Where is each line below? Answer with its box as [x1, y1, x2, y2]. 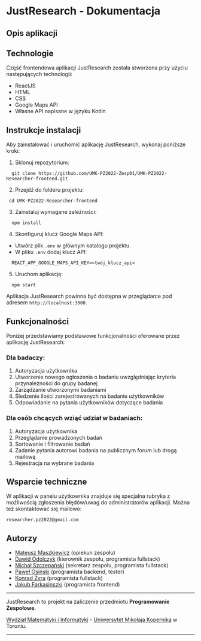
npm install [11, 220, 42, 226]
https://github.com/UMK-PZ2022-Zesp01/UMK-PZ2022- [38, 171, 167, 177]
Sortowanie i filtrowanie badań [14, 440, 90, 448]
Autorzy [6, 533, 38, 543]
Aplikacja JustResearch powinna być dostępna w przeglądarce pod [6, 292, 172, 300]
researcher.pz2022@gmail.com [6, 517, 79, 523]
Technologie [6, 48, 54, 58]
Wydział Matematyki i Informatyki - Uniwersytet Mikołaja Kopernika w [6, 616, 178, 624]
